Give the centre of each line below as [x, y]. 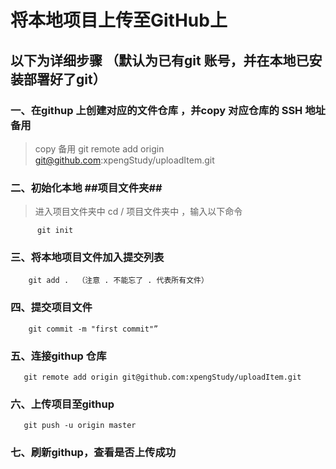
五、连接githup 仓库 [58, 356]
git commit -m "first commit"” [93, 329]
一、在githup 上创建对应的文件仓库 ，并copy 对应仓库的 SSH [156, 110]
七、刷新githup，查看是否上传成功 [93, 453]
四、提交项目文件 [51, 308]
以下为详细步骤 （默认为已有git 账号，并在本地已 [160, 60]
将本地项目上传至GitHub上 [119, 20]
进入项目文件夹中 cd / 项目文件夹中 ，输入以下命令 [138, 212]
